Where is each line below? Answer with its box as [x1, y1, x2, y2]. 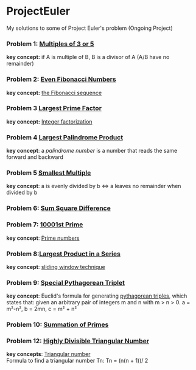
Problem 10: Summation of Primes [6, 321, 109, 329]
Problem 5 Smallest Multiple [6, 169, 91, 177]
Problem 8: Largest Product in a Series [6, 250, 121, 258]
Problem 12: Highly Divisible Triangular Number [6, 337, 149, 345]
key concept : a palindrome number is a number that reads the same [6, 147, 178, 155]
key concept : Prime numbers [6, 234, 80, 242]
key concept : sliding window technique [6, 263, 105, 270]
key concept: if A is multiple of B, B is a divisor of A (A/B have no [6, 54, 170, 61]
